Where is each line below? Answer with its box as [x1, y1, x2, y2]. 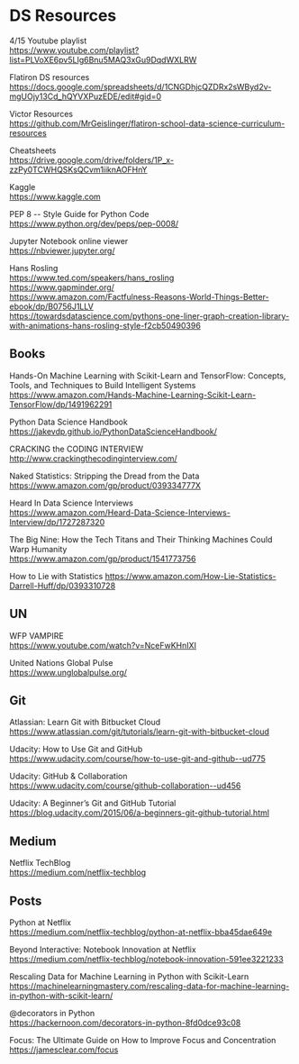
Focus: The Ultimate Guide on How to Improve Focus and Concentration [9, 1035, 276, 1045]
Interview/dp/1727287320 [9, 516, 105, 527]
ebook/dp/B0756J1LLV [9, 301, 95, 312]
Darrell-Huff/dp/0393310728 [9, 580, 116, 591]
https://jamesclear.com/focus [9, 1044, 119, 1055]
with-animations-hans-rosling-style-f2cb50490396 [9, 320, 201, 331]
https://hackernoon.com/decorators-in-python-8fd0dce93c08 [9, 1017, 241, 1028]
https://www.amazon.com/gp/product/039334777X [9, 479, 201, 491]
